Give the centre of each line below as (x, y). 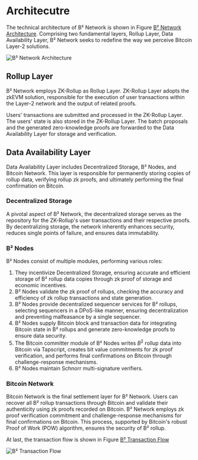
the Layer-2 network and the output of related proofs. (71, 103)
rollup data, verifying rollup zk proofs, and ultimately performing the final (95, 179)
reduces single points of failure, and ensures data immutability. (83, 233)
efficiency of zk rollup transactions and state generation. (84, 298)
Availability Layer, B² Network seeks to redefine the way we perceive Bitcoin (99, 40)
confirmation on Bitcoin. (36, 186)
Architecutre (38, 11)
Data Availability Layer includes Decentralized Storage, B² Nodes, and (91, 167)
